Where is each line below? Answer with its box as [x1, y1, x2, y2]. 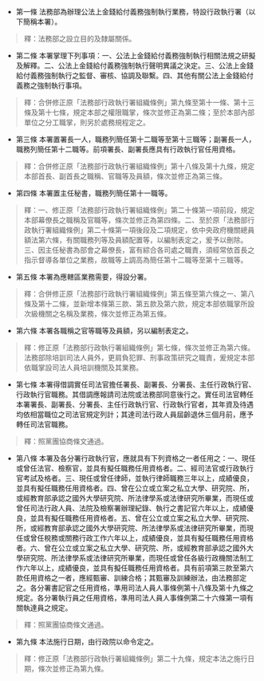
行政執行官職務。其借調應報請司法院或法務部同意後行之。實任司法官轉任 [15, 390, 254, 399]
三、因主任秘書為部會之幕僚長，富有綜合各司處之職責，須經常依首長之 [23, 246, 255, 254]
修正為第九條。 [58, 664, 108, 673]
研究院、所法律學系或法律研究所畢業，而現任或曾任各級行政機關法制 [22, 553, 247, 562]
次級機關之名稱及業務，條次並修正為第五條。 [23, 309, 171, 318]
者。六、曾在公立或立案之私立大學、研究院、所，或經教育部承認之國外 [15, 543, 247, 553]
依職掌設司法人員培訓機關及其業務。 [23, 363, 144, 372]
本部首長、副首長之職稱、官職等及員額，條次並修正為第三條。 [23, 171, 227, 181]
